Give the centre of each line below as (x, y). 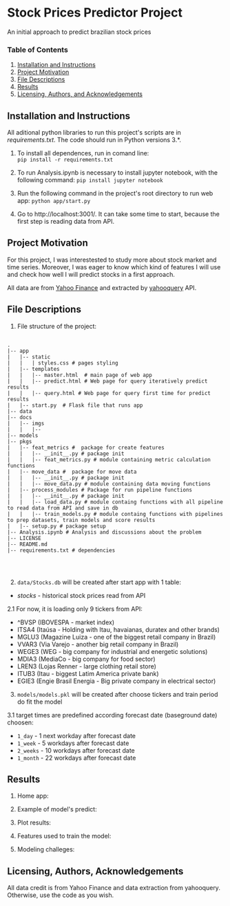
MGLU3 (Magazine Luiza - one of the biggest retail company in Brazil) (116, 637)
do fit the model (40, 702)
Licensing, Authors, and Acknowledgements (80, 94)
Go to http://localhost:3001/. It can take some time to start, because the (118, 214)
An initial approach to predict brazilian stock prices (79, 32)
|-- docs (20, 417)
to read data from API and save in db (63, 508)
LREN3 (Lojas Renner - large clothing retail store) (87, 666)
